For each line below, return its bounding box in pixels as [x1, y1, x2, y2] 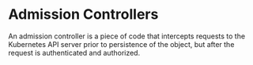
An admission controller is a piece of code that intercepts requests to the [8, 31, 246, 41]
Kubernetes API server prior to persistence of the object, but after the [8, 39, 235, 49]
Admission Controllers [8, 5, 159, 23]
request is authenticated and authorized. [8, 48, 141, 57]
